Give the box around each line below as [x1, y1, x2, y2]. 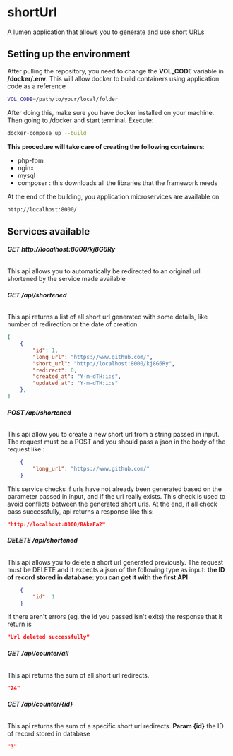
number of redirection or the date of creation [7, 320, 138, 329]
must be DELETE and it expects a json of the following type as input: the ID [7, 565, 225, 574]
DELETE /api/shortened [7, 536, 78, 545]
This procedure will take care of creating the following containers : [7, 142, 205, 150]
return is [7, 620, 32, 629]
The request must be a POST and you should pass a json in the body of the [7, 437, 226, 446]
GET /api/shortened [7, 290, 67, 299]
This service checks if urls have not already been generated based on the [7, 485, 222, 493]
